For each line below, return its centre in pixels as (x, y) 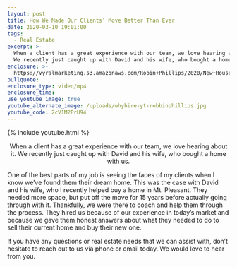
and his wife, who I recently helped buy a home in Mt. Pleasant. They (108, 190)
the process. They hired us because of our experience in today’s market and (118, 212)
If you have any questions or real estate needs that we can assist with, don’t (117, 241)
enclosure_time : (31, 93)
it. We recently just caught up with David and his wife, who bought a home (119, 153)
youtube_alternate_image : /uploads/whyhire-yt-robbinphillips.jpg (107, 106)
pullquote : (23, 79)
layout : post (26, 14)
